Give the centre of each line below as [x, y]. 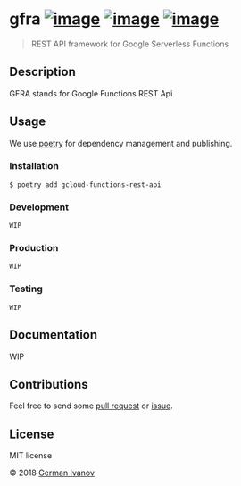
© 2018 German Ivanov [52, 473]
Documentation [54, 335]
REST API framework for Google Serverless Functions [130, 44]
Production [34, 248]
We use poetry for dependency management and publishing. [121, 143]
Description [42, 72]
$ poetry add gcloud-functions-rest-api [86, 184]
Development [39, 207]
